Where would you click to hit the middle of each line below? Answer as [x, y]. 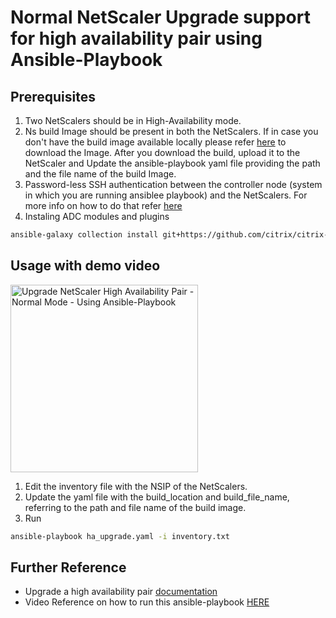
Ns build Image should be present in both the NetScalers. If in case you [171, 131]
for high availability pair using [136, 38]
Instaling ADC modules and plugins [97, 216]
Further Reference [68, 567]
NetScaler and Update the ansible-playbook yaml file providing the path [172, 163]
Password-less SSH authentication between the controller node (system [173, 184]
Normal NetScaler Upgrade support [160, 17]
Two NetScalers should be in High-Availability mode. [133, 120]
